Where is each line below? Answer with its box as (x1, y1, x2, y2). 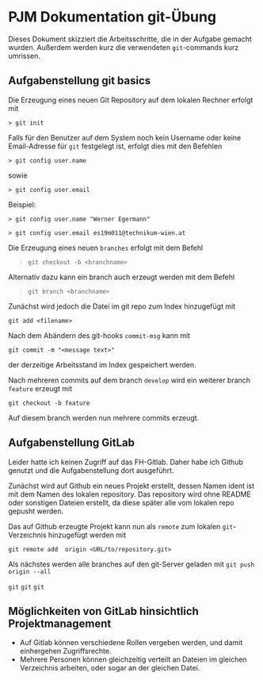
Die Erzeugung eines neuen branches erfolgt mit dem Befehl (8, 243, 204, 252)
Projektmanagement (8, 617, 112, 630)
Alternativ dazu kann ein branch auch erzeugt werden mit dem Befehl (8, 272, 235, 282)
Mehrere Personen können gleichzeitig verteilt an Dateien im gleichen (19, 655, 247, 664)
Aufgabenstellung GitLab (8, 436, 135, 450)
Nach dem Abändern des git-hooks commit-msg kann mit (8, 330, 191, 340)
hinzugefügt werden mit (48, 530, 127, 540)
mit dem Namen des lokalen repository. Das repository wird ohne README (8, 489, 251, 499)
